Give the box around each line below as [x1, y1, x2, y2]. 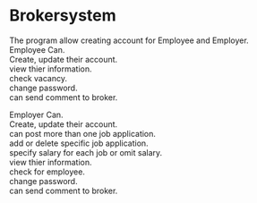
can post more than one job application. [9, 128, 157, 139]
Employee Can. [9, 44, 65, 55]
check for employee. [9, 166, 85, 177]
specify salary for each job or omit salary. [9, 147, 163, 157]
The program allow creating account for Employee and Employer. [9, 35, 249, 46]
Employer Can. [9, 109, 64, 120]
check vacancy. [9, 72, 67, 83]
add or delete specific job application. [9, 138, 150, 148]
